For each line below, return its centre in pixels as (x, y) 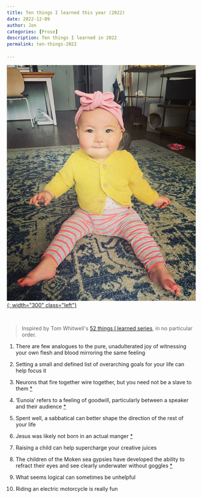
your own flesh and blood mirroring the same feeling (80, 353)
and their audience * (41, 406)
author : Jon (22, 25)
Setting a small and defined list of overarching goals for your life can (100, 365)
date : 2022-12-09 (28, 19)
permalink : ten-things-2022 (42, 44)
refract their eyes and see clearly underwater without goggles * (94, 466)
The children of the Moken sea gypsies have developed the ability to (100, 459)
